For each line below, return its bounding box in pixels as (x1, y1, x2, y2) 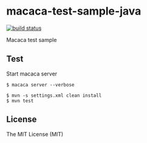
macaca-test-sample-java (6, 4, 142, 18)
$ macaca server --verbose (6, 82, 75, 88)
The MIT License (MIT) (6, 130, 64, 138)
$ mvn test (6, 97, 34, 104)
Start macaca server (6, 70, 58, 77)
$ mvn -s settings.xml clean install (6, 92, 102, 99)
